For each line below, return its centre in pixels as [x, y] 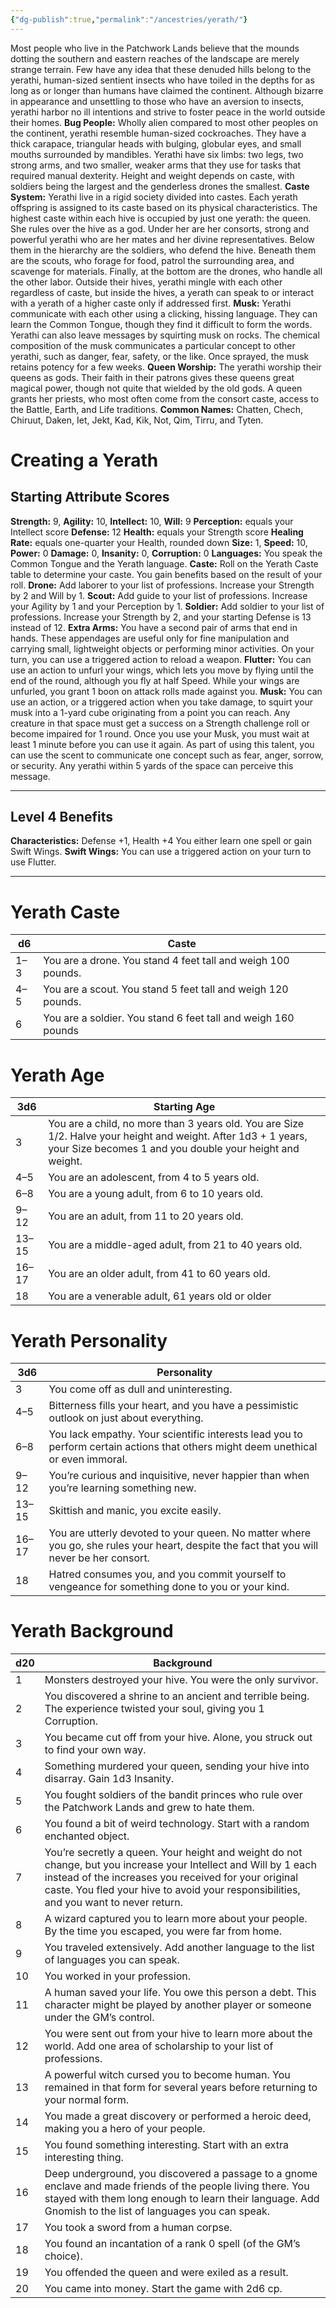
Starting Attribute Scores [90, 497]
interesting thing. [84, 2158]
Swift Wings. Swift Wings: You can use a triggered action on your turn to [161, 852]
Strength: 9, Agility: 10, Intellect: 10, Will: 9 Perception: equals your [152, 521]
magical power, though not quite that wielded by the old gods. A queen [156, 388]
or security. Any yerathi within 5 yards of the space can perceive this [152, 765]
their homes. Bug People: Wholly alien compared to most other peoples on [164, 122]
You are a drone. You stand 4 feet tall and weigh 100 [166, 961]
